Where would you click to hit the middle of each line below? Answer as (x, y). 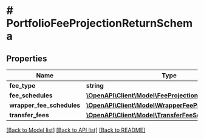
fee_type (22, 86)
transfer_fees (29, 115)
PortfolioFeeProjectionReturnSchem (100, 23)
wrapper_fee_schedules (45, 105)
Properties (27, 58)
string (95, 86)
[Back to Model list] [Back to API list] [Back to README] (76, 130)
